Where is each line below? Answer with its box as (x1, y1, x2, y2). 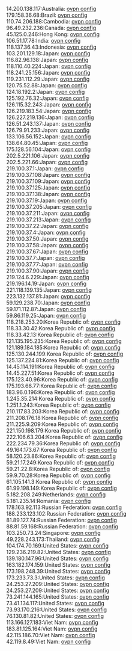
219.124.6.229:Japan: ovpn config (6, 274, 89, 280)
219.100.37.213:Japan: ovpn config (6, 216, 91, 223)
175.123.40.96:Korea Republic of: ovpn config (6, 376, 118, 383)
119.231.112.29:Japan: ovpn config (6, 75, 90, 82)
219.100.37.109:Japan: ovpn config (6, 177, 91, 185)
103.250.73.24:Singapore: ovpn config (6, 529, 101, 536)
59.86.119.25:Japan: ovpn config (6, 312, 86, 319)
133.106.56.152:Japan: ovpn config (6, 133, 91, 140)
